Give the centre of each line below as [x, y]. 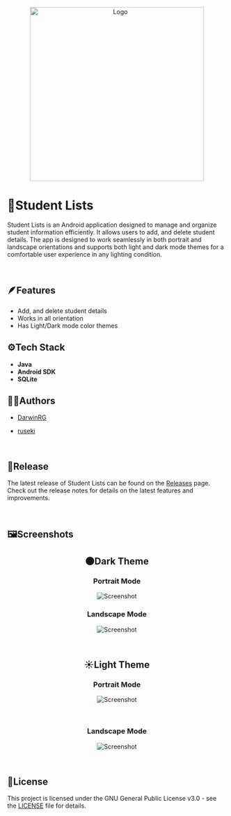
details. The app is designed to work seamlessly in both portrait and [104, 239]
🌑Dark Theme [117, 561]
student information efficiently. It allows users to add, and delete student [111, 232]
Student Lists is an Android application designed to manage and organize [112, 225]
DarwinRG [32, 417]
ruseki [26, 431]
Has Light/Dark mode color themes [67, 326]
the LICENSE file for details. [47, 806]
